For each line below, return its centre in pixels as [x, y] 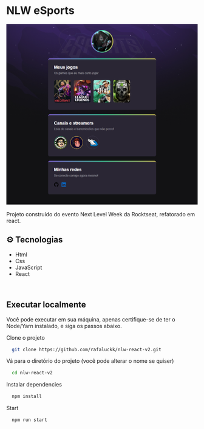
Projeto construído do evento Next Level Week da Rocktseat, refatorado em [101, 214]
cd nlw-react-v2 [32, 373]
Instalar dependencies [34, 385]
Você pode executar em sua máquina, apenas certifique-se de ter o [91, 319]
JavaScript [29, 267]
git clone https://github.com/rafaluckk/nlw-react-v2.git [87, 349]
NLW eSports [40, 11]
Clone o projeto [26, 337]
